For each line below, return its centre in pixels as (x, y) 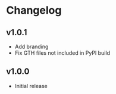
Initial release (31, 86)
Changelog (34, 10)
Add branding (32, 46)
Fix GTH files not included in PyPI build (62, 53)
